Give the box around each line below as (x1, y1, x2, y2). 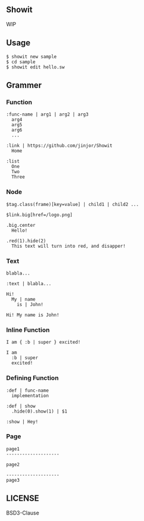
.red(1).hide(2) (6, 238, 46, 244)
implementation (11, 392, 49, 398)
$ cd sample (6, 59, 36, 65)
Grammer (6, 80, 42, 91)
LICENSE (6, 494, 40, 504)
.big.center (6, 222, 36, 228)
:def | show (6, 403, 36, 409)
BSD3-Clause (6, 509, 40, 516)
